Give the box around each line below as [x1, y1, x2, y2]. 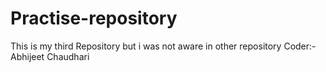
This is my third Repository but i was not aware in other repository [10, 40, 282, 52]
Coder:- [283, 40, 317, 52]
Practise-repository [10, 7, 178, 30]
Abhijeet [10, 50, 45, 62]
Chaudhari [46, 50, 90, 62]
